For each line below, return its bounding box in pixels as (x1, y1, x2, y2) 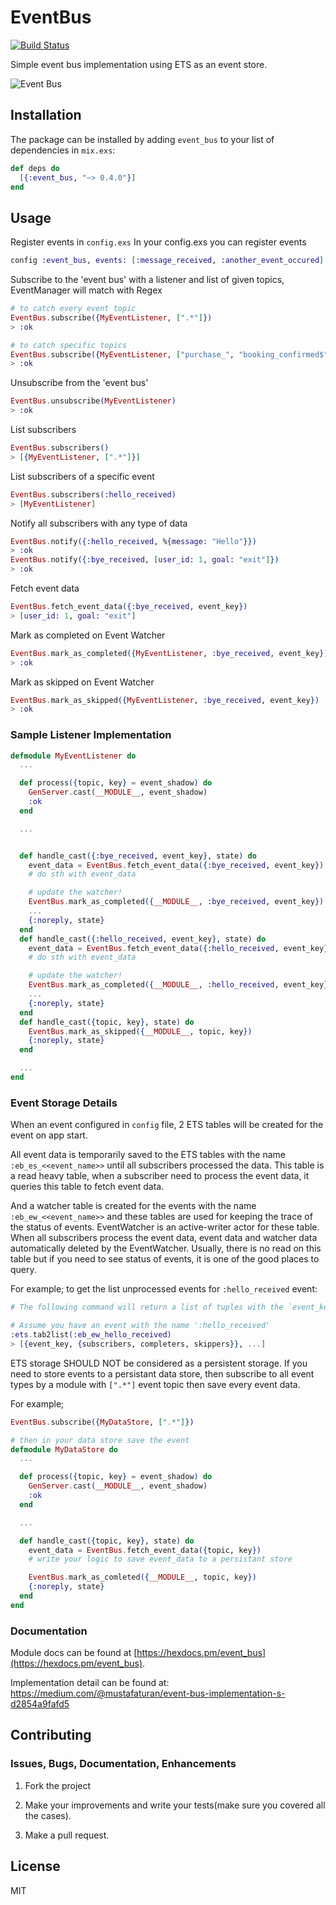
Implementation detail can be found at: (10, 1677, 170, 1689)
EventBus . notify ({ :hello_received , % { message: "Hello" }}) (10, 536, 257, 546)
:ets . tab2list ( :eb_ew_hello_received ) (10, 1330, 172, 1340)
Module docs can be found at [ (10, 1647, 138, 1659)
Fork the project (24, 1779, 92, 1791)
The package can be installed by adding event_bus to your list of (10, 133, 275, 145)
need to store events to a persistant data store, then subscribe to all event (10, 1367, 315, 1380)
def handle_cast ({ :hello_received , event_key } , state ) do (19, 934, 267, 944)
